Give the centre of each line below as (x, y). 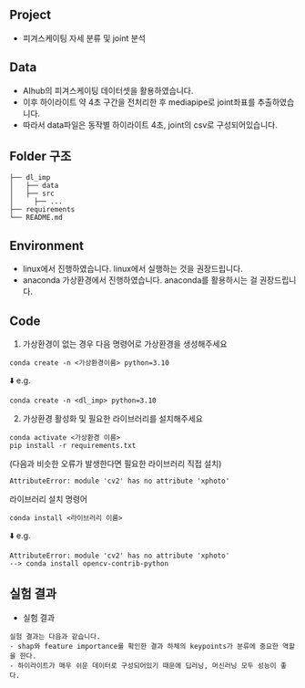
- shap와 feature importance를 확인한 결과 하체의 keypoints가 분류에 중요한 (144, 646)
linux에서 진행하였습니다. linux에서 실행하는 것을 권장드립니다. (132, 269)
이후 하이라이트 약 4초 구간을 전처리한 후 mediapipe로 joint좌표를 (139, 102)
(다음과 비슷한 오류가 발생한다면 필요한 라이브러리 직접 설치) (116, 464)
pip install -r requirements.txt (73, 446)
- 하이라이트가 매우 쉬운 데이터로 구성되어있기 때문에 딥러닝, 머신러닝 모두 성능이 (143, 665)
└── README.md (36, 218)
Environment (47, 245)
